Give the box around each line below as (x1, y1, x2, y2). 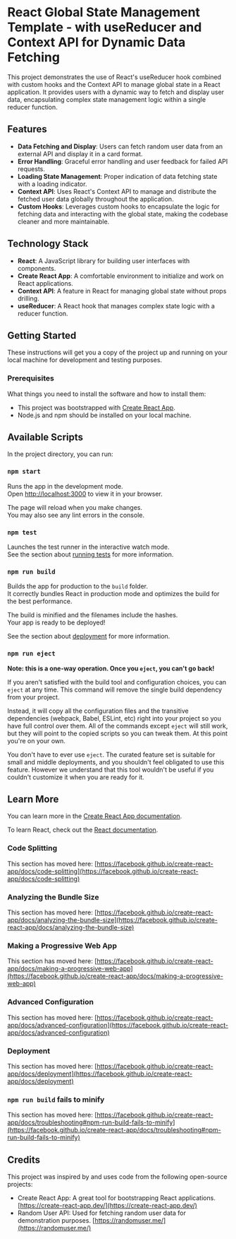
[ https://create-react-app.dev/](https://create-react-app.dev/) (17, 1202, 197, 1210)
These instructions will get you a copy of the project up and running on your (7, 348, 228, 357)
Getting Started (7, 330, 77, 342)
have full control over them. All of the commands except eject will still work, (7, 721, 228, 730)
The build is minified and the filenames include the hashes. (7, 611, 178, 619)
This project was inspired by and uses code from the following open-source (7, 1173, 228, 1181)
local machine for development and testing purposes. (7, 356, 163, 364)
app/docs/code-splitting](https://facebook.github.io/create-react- (7, 867, 199, 876)
